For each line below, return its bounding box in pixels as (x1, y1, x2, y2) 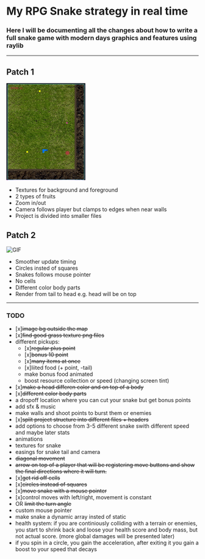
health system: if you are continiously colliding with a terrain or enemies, (15, 520, 198, 527)
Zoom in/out (15, 200, 46, 207)
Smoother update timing (15, 258, 76, 265)
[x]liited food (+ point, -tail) (24, 364, 93, 372)
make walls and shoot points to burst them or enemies (15, 409, 152, 417)
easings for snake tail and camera (15, 449, 101, 456)
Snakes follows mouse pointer (15, 271, 92, 278)
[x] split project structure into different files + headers (15, 416, 149, 424)
